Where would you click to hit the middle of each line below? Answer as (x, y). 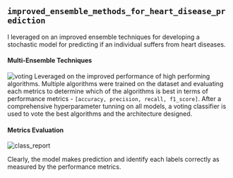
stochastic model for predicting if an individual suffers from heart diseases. (116, 44)
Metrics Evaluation (36, 130)
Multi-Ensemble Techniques (50, 61)
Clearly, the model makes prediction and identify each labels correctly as (114, 160)
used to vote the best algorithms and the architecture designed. (100, 114)
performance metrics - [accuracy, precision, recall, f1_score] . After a (114, 99)
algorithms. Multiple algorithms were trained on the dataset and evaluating (115, 84)
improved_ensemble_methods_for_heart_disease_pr (116, 12)
